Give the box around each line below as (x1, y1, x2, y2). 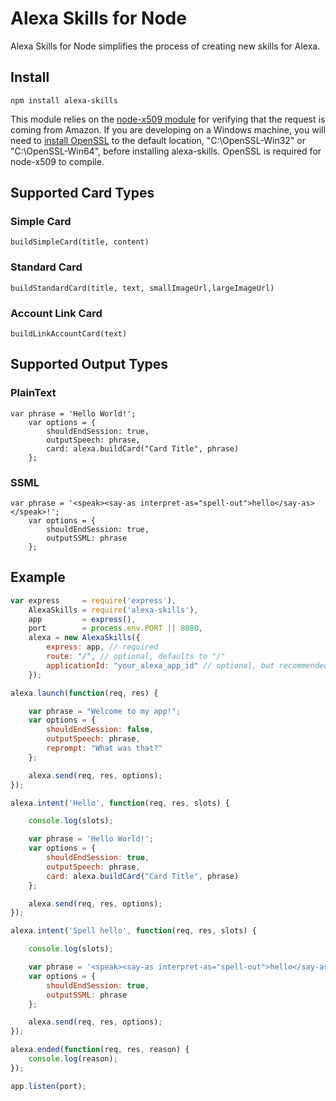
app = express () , (28, 614, 137, 624)
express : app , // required (46, 642, 159, 652)
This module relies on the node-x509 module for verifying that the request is (10, 113, 326, 125)
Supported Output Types (10, 356, 169, 373)
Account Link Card (10, 306, 103, 320)
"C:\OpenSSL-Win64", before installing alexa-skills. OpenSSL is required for (10, 145, 322, 157)
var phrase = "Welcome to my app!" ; (28, 706, 182, 716)
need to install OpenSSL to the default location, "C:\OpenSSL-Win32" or (10, 134, 307, 146)
